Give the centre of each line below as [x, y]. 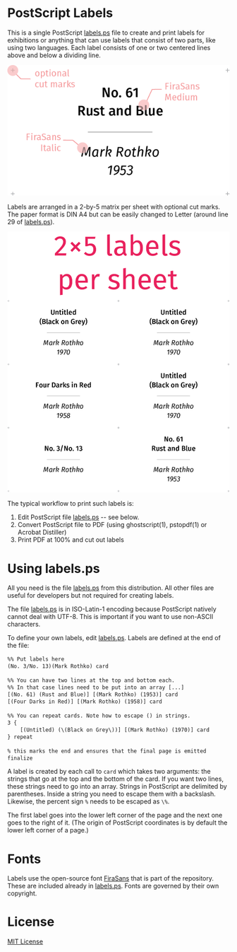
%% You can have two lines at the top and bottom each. [91, 680]
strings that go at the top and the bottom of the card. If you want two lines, [116, 779]
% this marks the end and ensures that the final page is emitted [107, 751]
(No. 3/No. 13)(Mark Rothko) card [58, 666]
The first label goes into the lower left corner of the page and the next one [115, 815]
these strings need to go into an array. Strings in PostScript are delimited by [117, 786]
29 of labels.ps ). [31, 222]
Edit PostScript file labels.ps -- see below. [78, 517]
